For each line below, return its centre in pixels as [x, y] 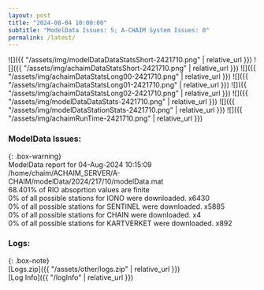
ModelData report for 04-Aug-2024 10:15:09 [80, 164]
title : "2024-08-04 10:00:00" [58, 23]
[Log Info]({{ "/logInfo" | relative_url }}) [71, 277]
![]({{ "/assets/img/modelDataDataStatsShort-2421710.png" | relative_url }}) [130, 60]
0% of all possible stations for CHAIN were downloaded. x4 [105, 214]
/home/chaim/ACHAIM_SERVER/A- [64, 173]
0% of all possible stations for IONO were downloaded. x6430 [109, 198]
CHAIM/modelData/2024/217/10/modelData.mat [86, 181]
